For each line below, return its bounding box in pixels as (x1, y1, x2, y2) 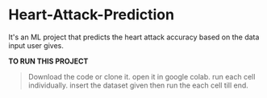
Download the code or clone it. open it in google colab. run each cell (27, 71, 256, 81)
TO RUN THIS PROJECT (8, 56, 89, 66)
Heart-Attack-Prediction (8, 6, 175, 24)
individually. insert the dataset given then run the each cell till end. (27, 80, 248, 90)
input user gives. (8, 40, 65, 50)
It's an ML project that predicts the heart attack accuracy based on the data (8, 32, 260, 42)
